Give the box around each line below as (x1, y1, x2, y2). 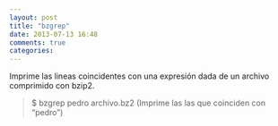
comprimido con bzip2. (9, 80, 95, 91)
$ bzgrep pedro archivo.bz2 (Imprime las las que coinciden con (30, 97, 266, 108)
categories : (9, 46, 54, 55)
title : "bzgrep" (9, 21, 70, 30)
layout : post (9, 13, 58, 22)
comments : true (9, 38, 66, 47)
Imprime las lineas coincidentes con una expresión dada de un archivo (9, 71, 270, 81)
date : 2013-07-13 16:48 (9, 29, 99, 38)
